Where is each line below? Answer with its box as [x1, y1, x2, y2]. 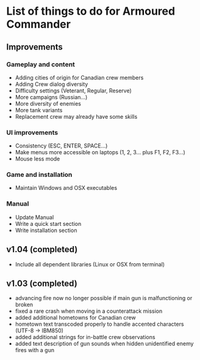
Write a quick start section [15, 220, 82, 227]
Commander [6, 17, 71, 31]
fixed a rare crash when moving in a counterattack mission [15, 307, 163, 315]
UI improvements [6, 128, 59, 137]
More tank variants [15, 106, 63, 114]
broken [15, 301, 34, 309]
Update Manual [15, 213, 54, 221]
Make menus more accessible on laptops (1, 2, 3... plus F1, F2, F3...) [15, 149, 186, 156]
